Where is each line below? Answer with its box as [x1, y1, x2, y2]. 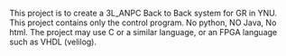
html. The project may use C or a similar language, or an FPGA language [9, 27, 278, 37]
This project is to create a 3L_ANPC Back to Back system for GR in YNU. [9, 8, 278, 18]
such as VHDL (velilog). [9, 36, 97, 47]
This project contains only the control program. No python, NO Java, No [9, 17, 277, 28]
